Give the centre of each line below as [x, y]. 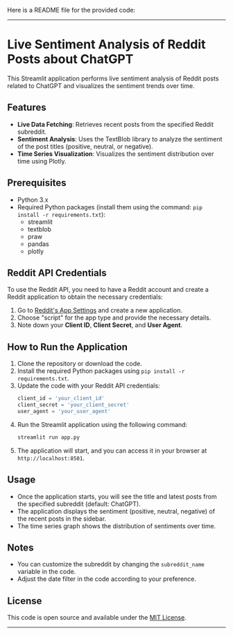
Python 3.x [33, 200]
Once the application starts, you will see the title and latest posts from [117, 496]
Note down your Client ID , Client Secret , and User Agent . [100, 325]
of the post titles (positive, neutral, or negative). [85, 146]
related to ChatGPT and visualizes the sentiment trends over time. [101, 85]
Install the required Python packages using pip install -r [101, 371]
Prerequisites [37, 183]
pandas [38, 244]
